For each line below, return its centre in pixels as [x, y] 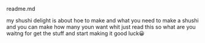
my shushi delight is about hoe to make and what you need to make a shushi [102, 20]
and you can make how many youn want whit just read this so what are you [101, 27]
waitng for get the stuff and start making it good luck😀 [76, 33]
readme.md [21, 9]
